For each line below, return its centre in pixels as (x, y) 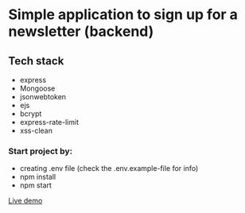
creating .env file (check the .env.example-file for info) (109, 168)
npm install (38, 177)
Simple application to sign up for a (123, 15)
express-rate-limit (49, 122)
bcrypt (31, 114)
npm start (35, 185)
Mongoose (37, 88)
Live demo (25, 201)
